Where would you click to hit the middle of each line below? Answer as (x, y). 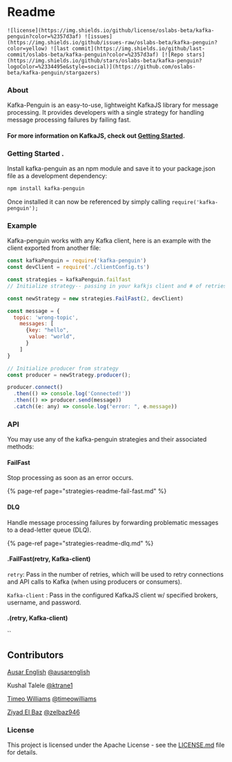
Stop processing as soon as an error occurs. (70, 478)
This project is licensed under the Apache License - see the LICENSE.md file (116, 745)
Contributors (36, 655)
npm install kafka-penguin (46, 189)
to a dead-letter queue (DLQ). (49, 530)
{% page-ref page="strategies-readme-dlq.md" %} (80, 543)
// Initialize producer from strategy (63, 368)
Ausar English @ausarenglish (49, 671)
